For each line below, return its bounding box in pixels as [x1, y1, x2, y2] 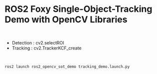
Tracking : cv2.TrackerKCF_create [11, 45, 82, 51]
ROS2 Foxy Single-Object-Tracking [4, 3, 153, 15]
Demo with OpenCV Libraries [4, 14, 128, 25]
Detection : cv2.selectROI [11, 39, 64, 45]
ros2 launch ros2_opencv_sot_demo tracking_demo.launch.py [4, 64, 130, 69]
